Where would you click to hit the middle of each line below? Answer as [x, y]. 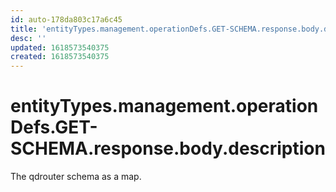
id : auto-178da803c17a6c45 [66, 19]
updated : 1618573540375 [60, 47]
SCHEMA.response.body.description [168, 148]
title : [24, 29]
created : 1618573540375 [60, 57]
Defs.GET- [54, 127]
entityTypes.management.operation [164, 106]
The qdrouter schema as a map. [76, 177]
